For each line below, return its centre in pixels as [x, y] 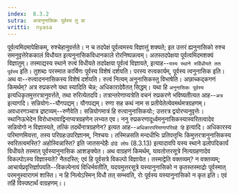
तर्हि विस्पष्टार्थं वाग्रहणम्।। [37, 183]
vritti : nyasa [30, 27]
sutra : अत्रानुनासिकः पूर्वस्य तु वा [46, 21]
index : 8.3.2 [28, 14]
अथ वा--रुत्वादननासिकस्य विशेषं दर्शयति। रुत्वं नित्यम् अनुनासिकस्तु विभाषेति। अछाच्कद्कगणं [112, 80]
